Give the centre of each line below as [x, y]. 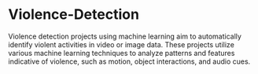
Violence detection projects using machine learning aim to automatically [125, 36]
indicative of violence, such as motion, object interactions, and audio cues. [129, 61]
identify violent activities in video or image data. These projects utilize [121, 44]
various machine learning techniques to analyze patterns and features [122, 53]
